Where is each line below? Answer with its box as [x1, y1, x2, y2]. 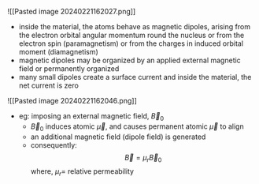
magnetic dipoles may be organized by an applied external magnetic [18, 55, 241, 65]
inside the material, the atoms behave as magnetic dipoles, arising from [18, 22, 251, 31]
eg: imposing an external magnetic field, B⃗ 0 [18, 111, 165, 122]
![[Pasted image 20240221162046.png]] [7, 96, 137, 105]
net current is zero [18, 81, 80, 90]
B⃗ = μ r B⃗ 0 [124, 152, 162, 164]
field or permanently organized [18, 64, 120, 73]
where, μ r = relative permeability [30, 167, 135, 178]
